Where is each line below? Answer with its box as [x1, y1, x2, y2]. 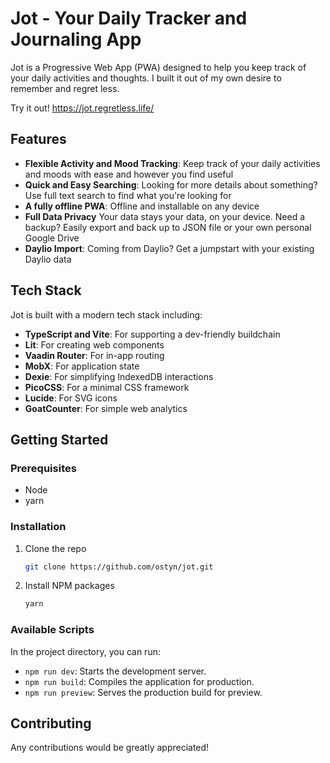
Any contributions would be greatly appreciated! [10, 742, 210, 754]
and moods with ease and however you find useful [24, 168, 234, 180]
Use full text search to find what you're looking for [24, 189, 232, 201]
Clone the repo [24, 542, 87, 554]
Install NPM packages [24, 580, 115, 592]
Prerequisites [10, 461, 77, 475]
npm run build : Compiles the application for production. [24, 675, 255, 687]
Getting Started [10, 431, 109, 448]
